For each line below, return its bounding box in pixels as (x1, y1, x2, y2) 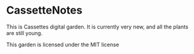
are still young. (6, 29, 43, 36)
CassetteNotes (6, 4, 83, 17)
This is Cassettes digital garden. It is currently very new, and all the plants (6, 23, 189, 30)
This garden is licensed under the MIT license (6, 41, 120, 48)
